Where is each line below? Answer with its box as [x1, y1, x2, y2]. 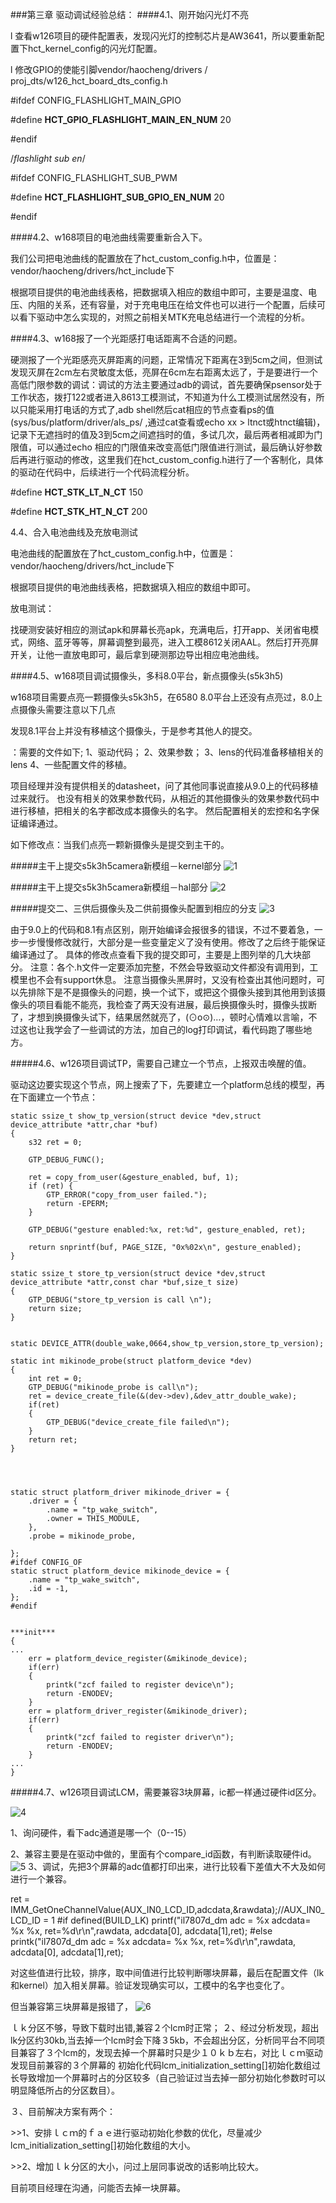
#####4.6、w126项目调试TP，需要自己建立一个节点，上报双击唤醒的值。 [10, 1058, 312, 1069]
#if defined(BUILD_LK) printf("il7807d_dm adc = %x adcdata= [56, 1914, 312, 1926]
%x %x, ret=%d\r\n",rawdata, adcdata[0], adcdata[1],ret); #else [10, 1925, 273, 1937]
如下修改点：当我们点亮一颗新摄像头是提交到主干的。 [10, 839, 230, 850]
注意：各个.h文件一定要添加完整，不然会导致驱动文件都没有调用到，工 [29, 961, 319, 973]
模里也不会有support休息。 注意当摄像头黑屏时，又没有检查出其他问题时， [10, 974, 317, 985]
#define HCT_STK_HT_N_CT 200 [10, 506, 148, 517]
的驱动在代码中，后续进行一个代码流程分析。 [10, 466, 195, 478]
